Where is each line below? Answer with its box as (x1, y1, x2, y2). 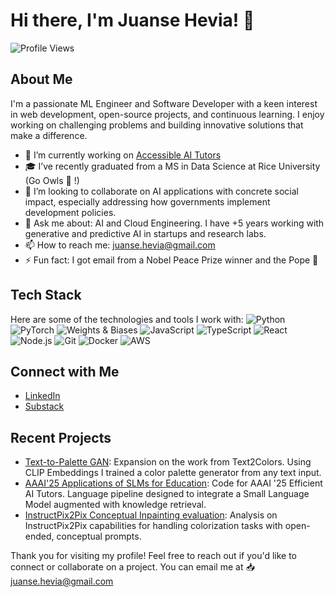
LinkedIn (24, 390, 61, 402)
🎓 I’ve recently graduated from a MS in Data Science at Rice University (24, 160, 321, 172)
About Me (10, 71, 73, 88)
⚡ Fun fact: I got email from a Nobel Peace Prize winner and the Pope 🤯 (24, 254, 319, 266)
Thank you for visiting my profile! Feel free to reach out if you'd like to (10, 550, 298, 562)
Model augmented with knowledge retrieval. (24, 499, 207, 511)
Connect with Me (10, 363, 120, 380)
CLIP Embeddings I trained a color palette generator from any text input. (24, 467, 322, 479)
